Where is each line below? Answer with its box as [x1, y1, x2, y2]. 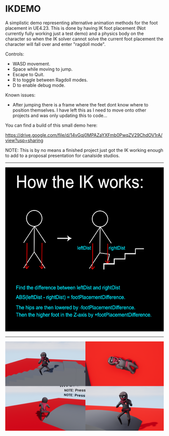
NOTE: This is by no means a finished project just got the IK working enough [5, 147, 163, 153]
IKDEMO [5, 3, 41, 15]
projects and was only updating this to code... [12, 112, 107, 119]
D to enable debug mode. [12, 82, 65, 88]
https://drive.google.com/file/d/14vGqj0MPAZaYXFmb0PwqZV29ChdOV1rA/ [5, 132, 162, 138]
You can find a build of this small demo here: [5, 122, 98, 128]
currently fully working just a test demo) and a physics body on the [5, 30, 144, 36]
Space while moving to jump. [12, 66, 73, 72]
